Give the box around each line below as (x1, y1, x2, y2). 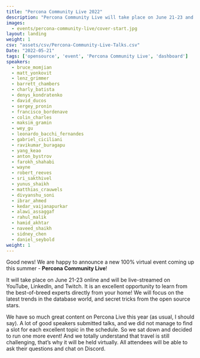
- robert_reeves (11, 170, 52, 176)
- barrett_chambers (11, 81, 60, 87)
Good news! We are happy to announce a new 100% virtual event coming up (6, 258, 195, 266)
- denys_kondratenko (11, 92, 63, 98)
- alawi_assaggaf (11, 209, 55, 215)
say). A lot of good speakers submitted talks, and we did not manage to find (6, 320, 193, 327)
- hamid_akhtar (11, 220, 50, 226)
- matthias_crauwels (11, 186, 63, 192)
